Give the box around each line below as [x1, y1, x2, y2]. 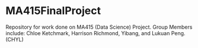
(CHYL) [5, 36, 24, 43]
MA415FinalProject [5, 4, 101, 18]
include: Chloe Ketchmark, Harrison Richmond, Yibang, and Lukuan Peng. [5, 29, 186, 36]
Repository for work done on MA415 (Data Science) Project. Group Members [5, 23, 193, 30]
